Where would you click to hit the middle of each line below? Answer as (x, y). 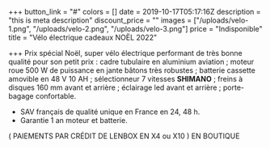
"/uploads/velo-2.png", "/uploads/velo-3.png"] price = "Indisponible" (148, 29)
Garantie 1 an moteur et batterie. (74, 120)
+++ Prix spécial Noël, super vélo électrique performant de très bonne (125, 53)
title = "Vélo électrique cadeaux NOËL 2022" (83, 37)
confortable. (56, 96)
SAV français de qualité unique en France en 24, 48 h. (110, 112)
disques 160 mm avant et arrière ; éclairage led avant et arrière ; (115, 87)
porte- (234, 87)
